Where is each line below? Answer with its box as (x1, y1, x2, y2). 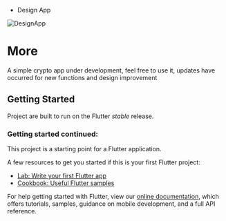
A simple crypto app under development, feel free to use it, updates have (7, 66, 216, 75)
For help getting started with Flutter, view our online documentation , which (7, 193, 220, 201)
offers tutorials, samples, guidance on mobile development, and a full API (7, 200, 216, 208)
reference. (7, 207, 37, 215)
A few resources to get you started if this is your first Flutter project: (7, 158, 200, 166)
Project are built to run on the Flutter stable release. (7, 112, 154, 120)
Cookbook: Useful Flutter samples (17, 179, 115, 187)
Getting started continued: (7, 129, 99, 139)
